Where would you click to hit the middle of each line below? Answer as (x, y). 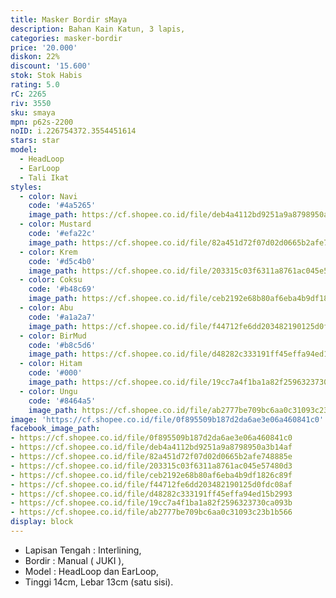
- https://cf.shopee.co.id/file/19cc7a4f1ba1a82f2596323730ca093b (151, 503)
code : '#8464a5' (62, 401)
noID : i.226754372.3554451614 (73, 131)
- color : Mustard (55, 224)
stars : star (35, 141)
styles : (26, 187)
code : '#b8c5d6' (62, 345)
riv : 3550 (31, 103)
